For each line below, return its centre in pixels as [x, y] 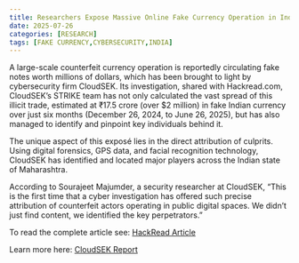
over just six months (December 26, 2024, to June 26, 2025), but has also [145, 115]
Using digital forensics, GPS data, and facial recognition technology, [134, 151]
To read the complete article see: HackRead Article [102, 233]
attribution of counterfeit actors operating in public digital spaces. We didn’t [148, 206]
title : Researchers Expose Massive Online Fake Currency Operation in [143, 17]
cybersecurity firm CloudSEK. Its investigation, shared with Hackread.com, [146, 86]
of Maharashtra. [39, 170]
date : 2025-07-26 [41, 26]
